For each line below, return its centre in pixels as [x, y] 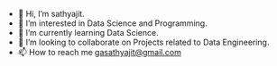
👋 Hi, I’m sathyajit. [51, 14]
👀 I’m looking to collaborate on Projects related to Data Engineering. [143, 42]
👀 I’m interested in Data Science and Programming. [112, 23]
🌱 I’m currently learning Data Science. [88, 33]
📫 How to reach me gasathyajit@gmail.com [100, 52]
